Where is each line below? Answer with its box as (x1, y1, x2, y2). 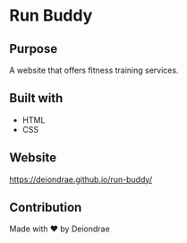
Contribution (9, 200, 82, 215)
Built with (9, 91, 64, 106)
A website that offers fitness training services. (9, 65, 179, 75)
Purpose (9, 41, 58, 56)
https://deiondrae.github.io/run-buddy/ (9, 174, 153, 185)
